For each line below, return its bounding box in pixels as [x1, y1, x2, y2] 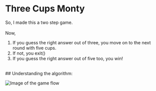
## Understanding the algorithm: [5, 70, 73, 76]
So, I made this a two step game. [5, 19, 73, 25]
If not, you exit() [12, 50, 46, 56]
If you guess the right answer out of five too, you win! [12, 55, 123, 61]
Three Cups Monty [5, 3, 85, 14]
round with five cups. [12, 45, 57, 51]
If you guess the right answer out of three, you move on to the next [12, 39, 151, 45]
